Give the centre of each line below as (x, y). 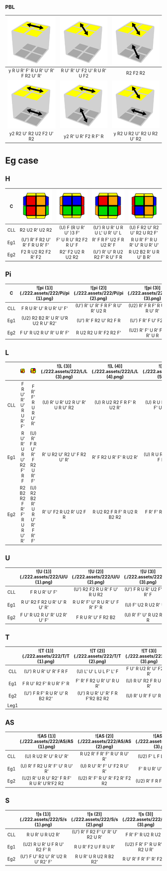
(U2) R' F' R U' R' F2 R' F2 (104, 778)
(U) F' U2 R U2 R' (142, 605)
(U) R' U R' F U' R (144, 696)
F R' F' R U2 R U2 (143, 835)
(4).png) (115, 377)
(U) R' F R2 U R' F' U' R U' (46, 766)
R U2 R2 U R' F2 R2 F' (99, 333)
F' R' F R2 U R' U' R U (97, 681)
